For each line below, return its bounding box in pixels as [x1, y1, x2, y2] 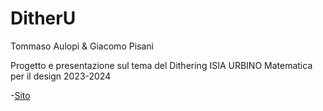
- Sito [10, 89, 31, 101]
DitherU [10, 7, 77, 30]
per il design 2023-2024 [10, 70, 112, 82]
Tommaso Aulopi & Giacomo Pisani [10, 40, 154, 52]
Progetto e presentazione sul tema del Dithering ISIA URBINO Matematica [10, 59, 313, 71]
